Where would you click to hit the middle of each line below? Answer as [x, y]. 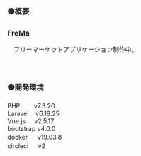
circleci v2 [27, 146]
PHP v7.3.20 [31, 105]
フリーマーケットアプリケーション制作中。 [75, 50]
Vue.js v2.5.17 [31, 121]
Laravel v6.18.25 [34, 113]
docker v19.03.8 [35, 137]
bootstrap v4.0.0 [32, 128]
